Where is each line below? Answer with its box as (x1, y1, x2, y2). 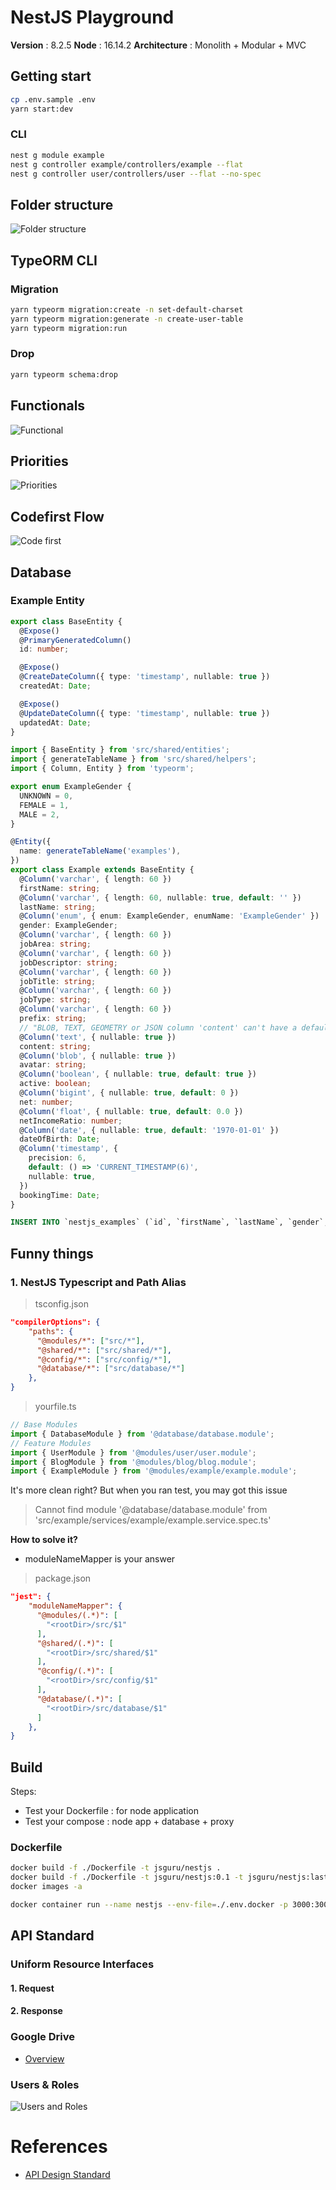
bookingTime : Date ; (19, 1190, 101, 1200)
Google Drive (10, 2030, 75, 2044)
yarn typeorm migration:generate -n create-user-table (10, 314, 244, 324)
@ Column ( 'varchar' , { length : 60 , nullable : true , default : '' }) (19, 892, 302, 903)
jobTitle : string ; (19, 976, 97, 986)
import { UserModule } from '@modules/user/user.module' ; (10, 1447, 257, 1458)
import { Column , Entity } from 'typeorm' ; (10, 764, 195, 774)
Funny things (10, 1245, 94, 1262)
